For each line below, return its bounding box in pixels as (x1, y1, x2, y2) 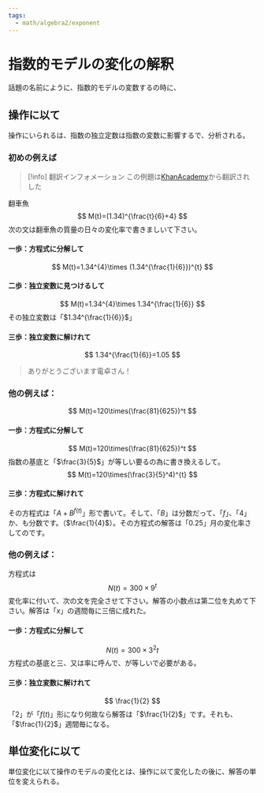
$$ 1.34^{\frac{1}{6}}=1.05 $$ (84, 350, 181, 360)
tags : (8, 11, 26, 20)
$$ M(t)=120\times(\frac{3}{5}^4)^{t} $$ (66, 469, 199, 479)
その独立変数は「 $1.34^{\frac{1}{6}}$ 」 (8, 312, 136, 322)
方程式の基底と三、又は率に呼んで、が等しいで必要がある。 (8, 658, 201, 668)
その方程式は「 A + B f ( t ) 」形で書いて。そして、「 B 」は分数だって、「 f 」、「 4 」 (8, 507, 251, 518)
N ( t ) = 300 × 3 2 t (106, 644, 159, 655)
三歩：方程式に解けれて (8, 488, 84, 498)
